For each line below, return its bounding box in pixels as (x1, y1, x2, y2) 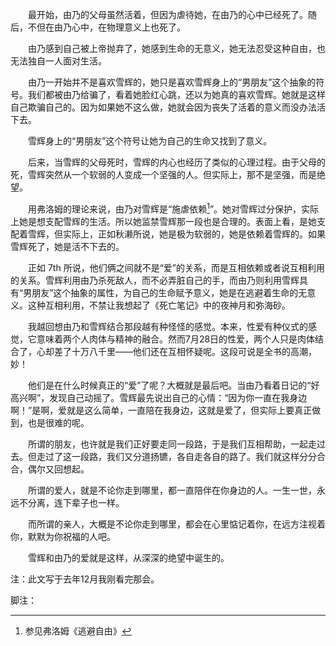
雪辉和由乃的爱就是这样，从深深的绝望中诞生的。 (27, 551, 230, 563)
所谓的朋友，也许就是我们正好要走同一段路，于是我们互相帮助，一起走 (27, 438, 317, 450)
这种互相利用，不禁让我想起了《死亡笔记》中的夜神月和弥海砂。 (27, 299, 291, 311)
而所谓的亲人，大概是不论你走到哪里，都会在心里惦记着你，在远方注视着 (27, 518, 326, 530)
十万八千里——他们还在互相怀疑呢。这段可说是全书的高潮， (71, 345, 317, 357)
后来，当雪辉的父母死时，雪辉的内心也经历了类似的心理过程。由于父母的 (27, 156, 326, 168)
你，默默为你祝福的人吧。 (10, 530, 116, 542)
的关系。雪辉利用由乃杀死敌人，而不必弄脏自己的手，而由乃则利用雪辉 (10, 274, 300, 286)
